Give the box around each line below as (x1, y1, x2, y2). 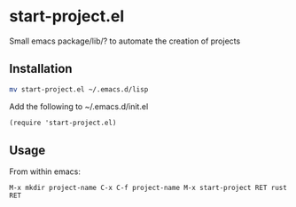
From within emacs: (9, 166, 82, 177)
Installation (9, 61, 73, 76)
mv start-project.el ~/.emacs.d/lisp (9, 84, 149, 94)
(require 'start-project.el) (9, 118, 117, 127)
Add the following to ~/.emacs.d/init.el (9, 100, 149, 112)
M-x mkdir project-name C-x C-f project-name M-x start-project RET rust (9, 184, 288, 193)
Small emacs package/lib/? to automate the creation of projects (9, 36, 241, 46)
